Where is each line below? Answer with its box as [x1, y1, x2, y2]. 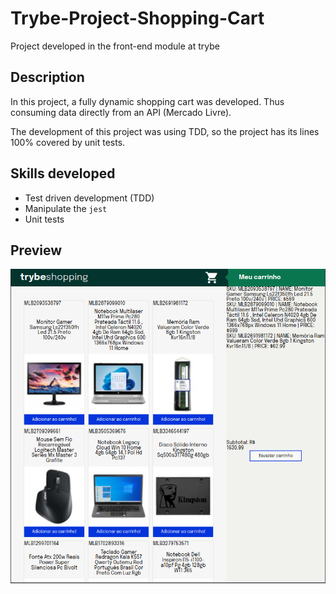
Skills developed [10, 165, 116, 182]
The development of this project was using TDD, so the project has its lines [10, 125, 320, 137]
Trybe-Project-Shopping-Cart [10, 7, 265, 30]
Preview [10, 242, 63, 259]
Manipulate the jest [24, 202, 108, 214]
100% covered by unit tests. [10, 136, 126, 148]
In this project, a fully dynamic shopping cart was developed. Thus [10, 95, 285, 107]
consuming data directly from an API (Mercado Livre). [10, 106, 232, 118]
